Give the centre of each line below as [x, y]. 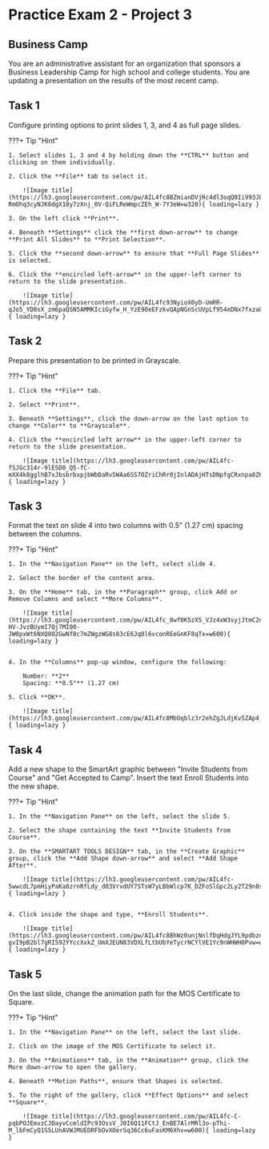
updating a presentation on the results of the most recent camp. [114, 81]
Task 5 [25, 974]
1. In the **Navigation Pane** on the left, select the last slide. [125, 1032]
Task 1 [24, 106]
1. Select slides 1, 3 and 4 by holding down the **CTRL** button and [128, 155]
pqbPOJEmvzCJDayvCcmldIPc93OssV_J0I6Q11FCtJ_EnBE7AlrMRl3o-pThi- [119, 1123]
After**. [23, 866]
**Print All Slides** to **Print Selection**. [87, 239]
